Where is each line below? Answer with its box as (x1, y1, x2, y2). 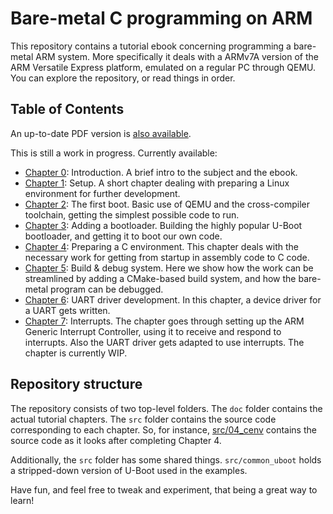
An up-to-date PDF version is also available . (10, 127, 192, 139)
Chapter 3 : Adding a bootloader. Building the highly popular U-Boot (24, 219, 303, 231)
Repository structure (10, 376, 143, 393)
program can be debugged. (50, 283, 164, 295)
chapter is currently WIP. (24, 347, 128, 359)
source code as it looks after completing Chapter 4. (10, 434, 222, 446)
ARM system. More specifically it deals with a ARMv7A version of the (35, 50, 319, 62)
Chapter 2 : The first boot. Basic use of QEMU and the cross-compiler (24, 198, 310, 210)
